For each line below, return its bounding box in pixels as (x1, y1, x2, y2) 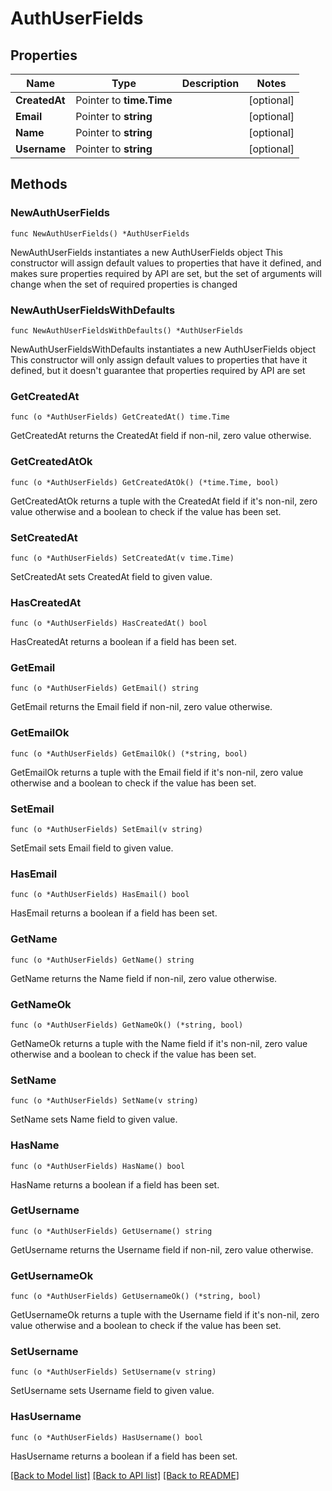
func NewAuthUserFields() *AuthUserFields (10, 228, 190, 239)
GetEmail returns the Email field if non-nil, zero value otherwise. (10, 701, 273, 713)
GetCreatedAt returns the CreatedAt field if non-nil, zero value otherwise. (10, 430, 312, 442)
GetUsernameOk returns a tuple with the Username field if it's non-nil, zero (10, 1309, 320, 1321)
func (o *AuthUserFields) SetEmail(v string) (10, 825, 203, 835)
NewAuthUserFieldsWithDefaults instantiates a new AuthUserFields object (10, 343, 317, 355)
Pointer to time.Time (75, 93, 173, 107)
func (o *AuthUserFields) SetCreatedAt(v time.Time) (10, 553, 235, 563)
